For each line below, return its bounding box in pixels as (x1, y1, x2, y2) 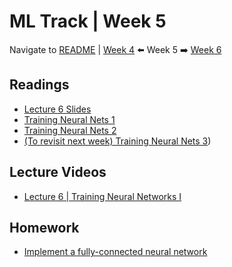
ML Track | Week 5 (9, 10, 167, 33)
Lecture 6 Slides (23, 103, 92, 115)
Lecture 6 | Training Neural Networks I (23, 190, 182, 202)
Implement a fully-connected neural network (23, 246, 208, 258)
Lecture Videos (9, 164, 107, 181)
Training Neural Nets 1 (23, 113, 116, 125)
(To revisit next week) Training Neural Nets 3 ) (23, 135, 212, 147)
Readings (9, 76, 70, 94)
